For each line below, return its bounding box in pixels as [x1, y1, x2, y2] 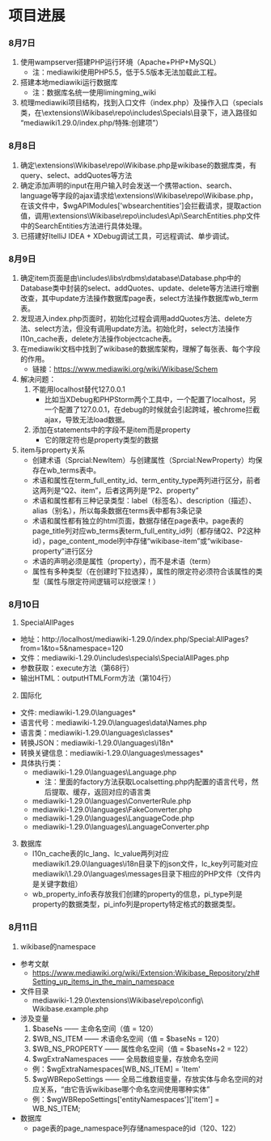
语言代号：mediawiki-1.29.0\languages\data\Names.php [19, 718, 208, 727]
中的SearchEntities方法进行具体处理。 [19, 221, 147, 231]
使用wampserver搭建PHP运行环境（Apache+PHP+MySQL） [19, 57, 221, 67]
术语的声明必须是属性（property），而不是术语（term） [32, 557, 215, 566]
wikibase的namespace [19, 941, 96, 951]
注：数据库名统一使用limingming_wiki [32, 87, 156, 97]
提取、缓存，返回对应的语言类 [51, 787, 151, 797]
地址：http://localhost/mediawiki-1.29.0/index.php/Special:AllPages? [19, 634, 249, 644]
